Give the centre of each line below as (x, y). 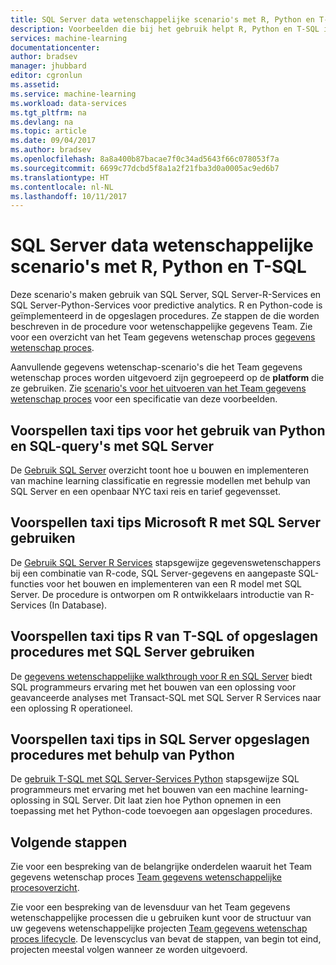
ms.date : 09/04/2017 (53, 141)
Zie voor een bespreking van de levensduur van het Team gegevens (150, 907)
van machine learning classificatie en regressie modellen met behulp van (160, 480)
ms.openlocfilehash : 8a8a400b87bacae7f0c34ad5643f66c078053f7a (145, 159)
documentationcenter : (55, 47)
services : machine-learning (69, 38)
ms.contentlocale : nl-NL (62, 187)
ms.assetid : (35, 85)
